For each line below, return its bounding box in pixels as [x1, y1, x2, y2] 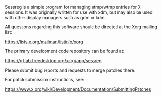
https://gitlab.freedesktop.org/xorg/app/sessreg [5, 58, 102, 63]
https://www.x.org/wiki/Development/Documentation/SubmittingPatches [5, 86, 151, 92]
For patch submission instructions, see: [5, 77, 85, 82]
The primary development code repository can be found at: [5, 48, 125, 54]
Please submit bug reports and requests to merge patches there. [5, 67, 136, 73]
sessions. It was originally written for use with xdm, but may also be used [5, 9, 153, 15]
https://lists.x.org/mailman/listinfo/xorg [5, 39, 83, 45]
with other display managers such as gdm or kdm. [5, 15, 106, 20]
